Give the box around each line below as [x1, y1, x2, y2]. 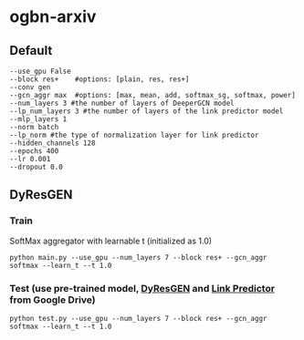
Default [9, 43, 53, 58]
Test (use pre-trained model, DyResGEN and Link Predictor [9, 282, 276, 294]
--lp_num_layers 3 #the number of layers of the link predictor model [9, 107, 284, 116]
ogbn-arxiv [9, 6, 97, 27]
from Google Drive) [9, 294, 96, 306]
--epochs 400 [9, 147, 59, 156]
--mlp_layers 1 [9, 115, 68, 124]
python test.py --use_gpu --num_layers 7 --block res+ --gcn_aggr [9, 314, 267, 323]
